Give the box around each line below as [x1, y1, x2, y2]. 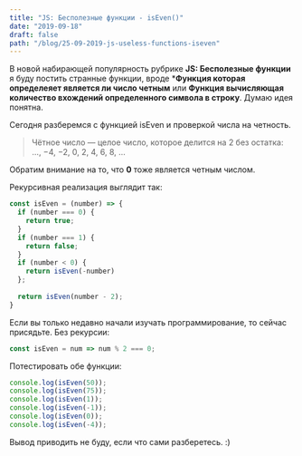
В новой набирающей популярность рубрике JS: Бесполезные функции [9, 63, 291, 74]
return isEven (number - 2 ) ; [17, 292, 124, 301]
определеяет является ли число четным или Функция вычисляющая [9, 82, 285, 93]
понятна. [9, 102, 43, 113]
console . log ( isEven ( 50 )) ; [9, 378, 107, 387]
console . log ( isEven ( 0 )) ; [9, 412, 103, 421]
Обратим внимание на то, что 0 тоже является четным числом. [9, 164, 256, 175]
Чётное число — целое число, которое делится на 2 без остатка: [31, 137, 284, 148]
